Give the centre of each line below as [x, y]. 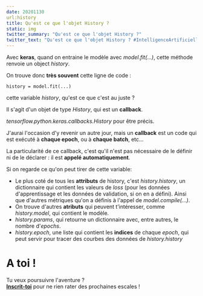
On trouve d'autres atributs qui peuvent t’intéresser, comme [90, 207]
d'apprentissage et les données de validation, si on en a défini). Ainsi [101, 194]
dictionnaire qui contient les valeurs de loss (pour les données [92, 187]
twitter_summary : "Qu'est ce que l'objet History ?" [74, 35]
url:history [21, 18]
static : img [21, 29]
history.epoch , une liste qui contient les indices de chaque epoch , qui [102, 232]
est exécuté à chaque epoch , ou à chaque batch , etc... [75, 139]
